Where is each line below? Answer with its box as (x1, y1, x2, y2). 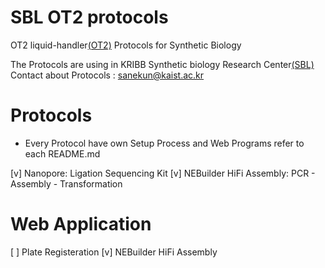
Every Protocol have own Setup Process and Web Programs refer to (24, 137, 305, 149)
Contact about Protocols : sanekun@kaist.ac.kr (10, 69, 205, 81)
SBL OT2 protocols (10, 6, 169, 29)
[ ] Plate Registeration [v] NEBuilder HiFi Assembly (10, 246, 218, 258)
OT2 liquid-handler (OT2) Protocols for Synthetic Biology (10, 39, 242, 51)
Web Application (10, 213, 152, 236)
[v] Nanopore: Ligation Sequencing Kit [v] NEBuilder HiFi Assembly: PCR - (10, 167, 316, 179)
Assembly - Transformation (10, 177, 123, 190)
